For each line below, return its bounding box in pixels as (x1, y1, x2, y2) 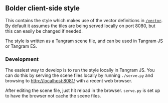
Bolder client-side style (5, 4, 80, 13)
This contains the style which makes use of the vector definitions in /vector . (5, 17, 163, 23)
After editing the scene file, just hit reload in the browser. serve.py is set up (5, 87, 160, 93)
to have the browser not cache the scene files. (5, 93, 101, 99)
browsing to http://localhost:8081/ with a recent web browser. (5, 78, 133, 84)
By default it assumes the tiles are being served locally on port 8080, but (5, 23, 155, 29)
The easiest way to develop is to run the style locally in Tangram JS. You (5, 67, 155, 73)
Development (5, 55, 39, 62)
